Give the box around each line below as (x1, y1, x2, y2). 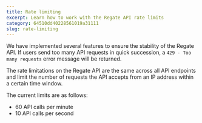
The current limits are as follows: (6, 91, 88, 99)
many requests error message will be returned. (6, 55, 122, 62)
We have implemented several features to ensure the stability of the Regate (6, 42, 194, 50)
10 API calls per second (15, 110, 74, 117)
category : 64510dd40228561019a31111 (6, 20, 99, 26)
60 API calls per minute (15, 104, 74, 111)
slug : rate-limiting (6, 25, 59, 32)
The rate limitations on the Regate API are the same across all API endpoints (6, 67, 196, 75)
